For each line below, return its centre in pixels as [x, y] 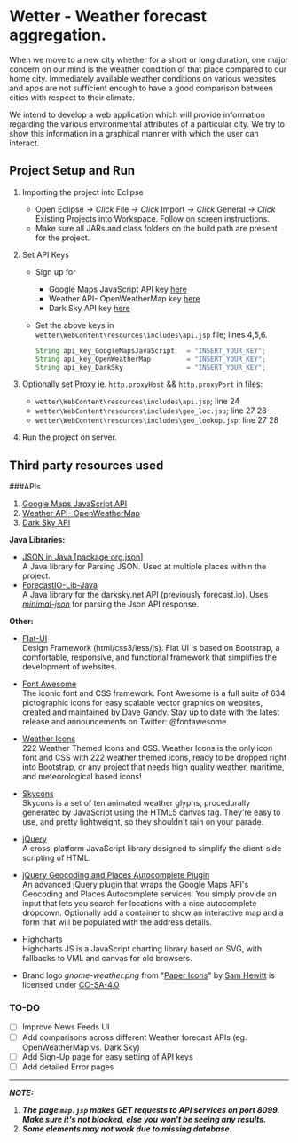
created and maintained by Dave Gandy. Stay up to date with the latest [151, 712]
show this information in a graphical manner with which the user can [134, 133]
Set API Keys [45, 254]
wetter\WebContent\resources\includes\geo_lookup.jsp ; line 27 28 [157, 420]
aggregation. [58, 35]
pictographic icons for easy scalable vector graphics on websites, [142, 703]
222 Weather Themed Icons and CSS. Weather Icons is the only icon [147, 748]
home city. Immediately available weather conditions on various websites [143, 78]
